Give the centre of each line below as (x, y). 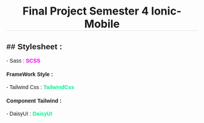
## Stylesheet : (34, 46)
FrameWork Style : (30, 74)
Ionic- (166, 11)
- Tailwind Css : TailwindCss (40, 87)
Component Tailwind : (34, 101)
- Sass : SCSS (23, 61)
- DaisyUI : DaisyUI (29, 114)
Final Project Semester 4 (85, 11)
